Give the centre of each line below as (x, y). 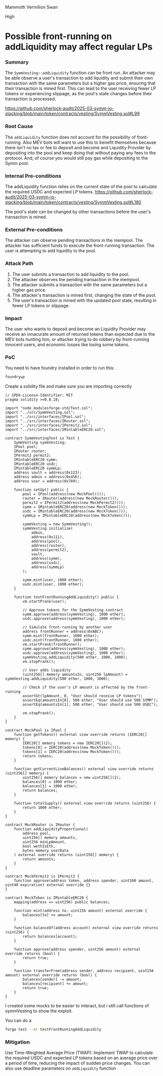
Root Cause (19, 126)
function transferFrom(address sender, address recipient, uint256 (84, 971)
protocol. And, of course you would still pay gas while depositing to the (76, 158)
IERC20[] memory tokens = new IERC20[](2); (67, 743)
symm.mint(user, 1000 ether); (53, 580)
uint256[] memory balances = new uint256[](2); (72, 778)
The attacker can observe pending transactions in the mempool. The (74, 241)
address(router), (49, 546)
